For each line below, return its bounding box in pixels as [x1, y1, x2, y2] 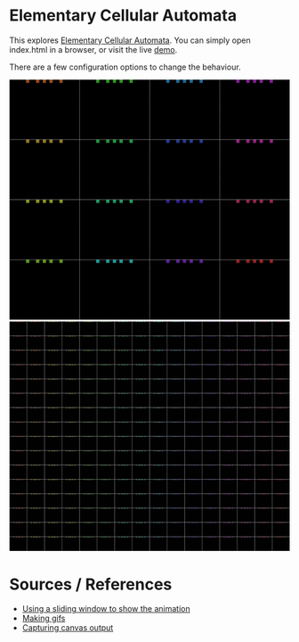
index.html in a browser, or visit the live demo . [9, 44, 178, 54]
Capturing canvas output [21, 622, 114, 633]
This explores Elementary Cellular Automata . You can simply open [9, 35, 251, 45]
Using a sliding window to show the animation [21, 604, 190, 614]
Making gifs [21, 613, 66, 624]
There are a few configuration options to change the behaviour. [9, 62, 242, 72]
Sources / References [9, 574, 173, 594]
